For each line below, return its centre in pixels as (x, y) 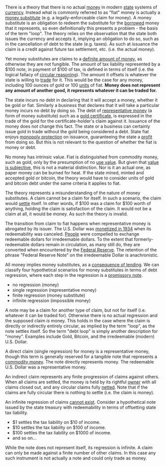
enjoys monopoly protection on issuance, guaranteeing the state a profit (79, 137)
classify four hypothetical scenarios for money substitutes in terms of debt (81, 270)
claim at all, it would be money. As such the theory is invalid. (66, 214)
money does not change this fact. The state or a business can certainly (78, 126)
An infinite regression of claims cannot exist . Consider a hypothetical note (81, 402)
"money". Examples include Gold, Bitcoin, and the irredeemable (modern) (80, 337)
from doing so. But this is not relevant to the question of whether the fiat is (81, 142)
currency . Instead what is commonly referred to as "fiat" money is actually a (83, 12)
